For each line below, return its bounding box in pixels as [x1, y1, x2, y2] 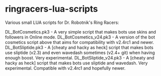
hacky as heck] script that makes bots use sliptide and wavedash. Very [5, 60, 148, 66]
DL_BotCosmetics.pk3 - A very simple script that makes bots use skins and [5, 29, 156, 35]
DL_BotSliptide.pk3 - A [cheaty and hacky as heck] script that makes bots [5, 44, 154, 50]
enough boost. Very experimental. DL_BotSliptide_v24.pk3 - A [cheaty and [5, 55, 155, 60]
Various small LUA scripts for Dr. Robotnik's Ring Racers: [5, 19, 120, 25]
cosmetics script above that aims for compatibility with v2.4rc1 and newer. [5, 39, 155, 45]
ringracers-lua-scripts [5, 3, 98, 15]
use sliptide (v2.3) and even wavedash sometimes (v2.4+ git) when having [5, 50, 155, 56]
